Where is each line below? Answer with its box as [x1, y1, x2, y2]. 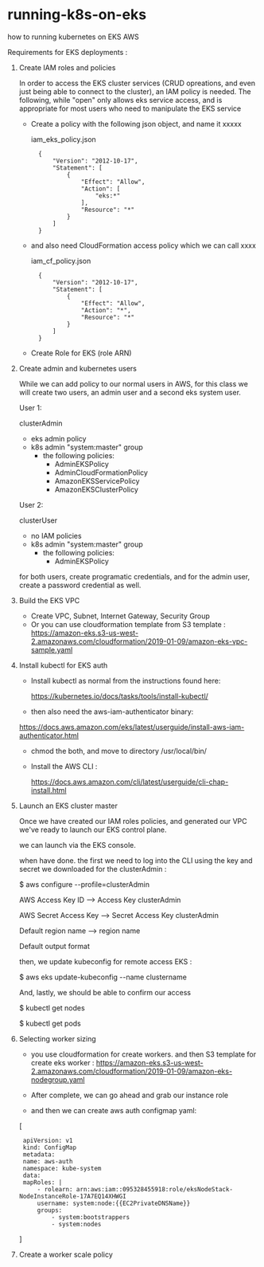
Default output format [18, 941, 91, 951]
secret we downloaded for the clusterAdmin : [18, 864, 167, 873]
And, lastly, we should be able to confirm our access [18, 987, 192, 997]
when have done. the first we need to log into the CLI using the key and [18, 855, 253, 865]
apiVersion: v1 [22, 1136, 73, 1144]
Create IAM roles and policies [18, 62, 116, 73]
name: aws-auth [22, 1157, 73, 1165]
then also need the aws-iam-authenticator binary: [30, 707, 194, 716]
